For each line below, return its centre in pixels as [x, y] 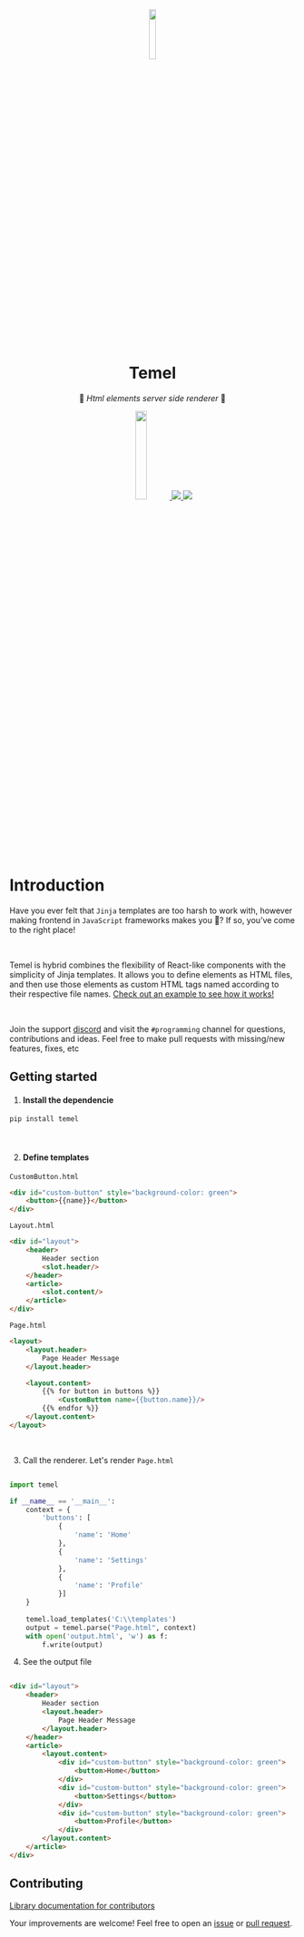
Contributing [46, 1884]
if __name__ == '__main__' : [63, 1501]
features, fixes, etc [44, 1048]
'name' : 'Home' [103, 1535]
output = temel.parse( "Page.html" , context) [111, 1627]
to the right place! [42, 929]
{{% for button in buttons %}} [101, 1391]
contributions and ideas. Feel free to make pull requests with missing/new [147, 1038]
